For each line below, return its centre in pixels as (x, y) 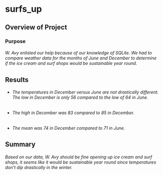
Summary (20, 144)
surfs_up (23, 9)
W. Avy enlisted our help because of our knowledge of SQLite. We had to (79, 53)
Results (17, 80)
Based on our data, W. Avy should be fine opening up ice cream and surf (79, 157)
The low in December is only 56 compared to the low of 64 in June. (80, 97)
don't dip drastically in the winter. (39, 167)
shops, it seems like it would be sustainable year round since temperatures (81, 162)
